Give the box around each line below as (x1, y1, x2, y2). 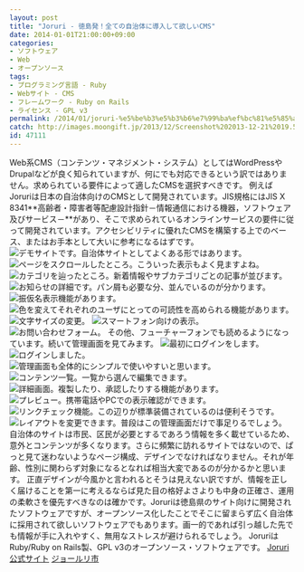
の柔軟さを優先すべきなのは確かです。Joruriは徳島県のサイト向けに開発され (9, 496, 292, 507)
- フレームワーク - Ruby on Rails (9, 97, 129, 107)
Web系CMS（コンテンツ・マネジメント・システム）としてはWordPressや (9, 157, 283, 167)
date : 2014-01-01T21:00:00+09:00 (9, 30, 136, 39)
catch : (9, 123, 34, 132)
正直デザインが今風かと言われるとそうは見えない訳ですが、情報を (26, 473, 272, 484)
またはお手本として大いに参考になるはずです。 (24, 236, 199, 247)
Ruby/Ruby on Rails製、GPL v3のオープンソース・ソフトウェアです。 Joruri (9, 541, 290, 552)
